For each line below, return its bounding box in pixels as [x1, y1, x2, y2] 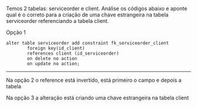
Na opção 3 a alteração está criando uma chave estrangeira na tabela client [6, 94, 189, 101]
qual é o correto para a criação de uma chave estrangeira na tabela [6, 11, 169, 18]
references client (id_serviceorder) [27, 51, 119, 56]
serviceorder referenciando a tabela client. [6, 18, 109, 24]
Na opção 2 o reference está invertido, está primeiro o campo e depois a [6, 76, 182, 83]
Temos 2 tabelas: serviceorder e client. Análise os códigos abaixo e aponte [6, 5, 188, 12]
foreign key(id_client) [27, 45, 85, 51]
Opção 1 [6, 29, 26, 36]
